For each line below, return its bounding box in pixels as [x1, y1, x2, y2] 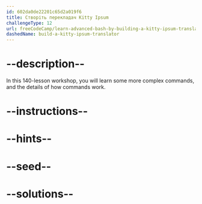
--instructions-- [6, 105, 88, 118]
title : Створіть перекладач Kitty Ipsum [6, 14, 109, 20]
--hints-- [6, 132, 52, 146]
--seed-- [6, 159, 52, 173]
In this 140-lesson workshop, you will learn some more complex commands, [6, 77, 194, 84]
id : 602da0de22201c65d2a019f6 [6, 8, 82, 15]
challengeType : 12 [6, 20, 52, 26]
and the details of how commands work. [6, 84, 106, 91]
